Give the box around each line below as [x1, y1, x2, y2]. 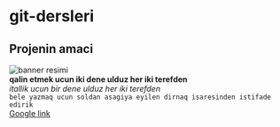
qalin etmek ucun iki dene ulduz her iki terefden [9, 74, 188, 85]
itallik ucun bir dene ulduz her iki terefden [9, 84, 161, 93]
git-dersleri [9, 6, 95, 26]
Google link [9, 108, 51, 118]
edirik [9, 101, 34, 109]
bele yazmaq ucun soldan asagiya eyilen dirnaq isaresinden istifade [9, 93, 272, 101]
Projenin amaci [9, 41, 94, 56]
